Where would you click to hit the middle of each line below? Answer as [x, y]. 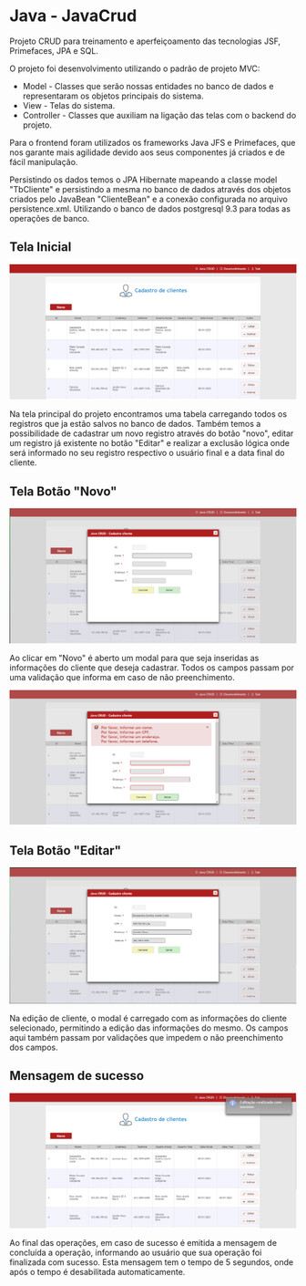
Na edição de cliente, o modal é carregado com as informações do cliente [148, 1018]
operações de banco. [50, 218]
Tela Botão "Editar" [65, 850]
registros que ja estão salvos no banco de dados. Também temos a [135, 424]
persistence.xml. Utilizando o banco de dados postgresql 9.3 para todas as [150, 208]
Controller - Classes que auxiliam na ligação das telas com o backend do [159, 115]
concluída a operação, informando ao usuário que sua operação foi [136, 1253]
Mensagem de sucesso [76, 1076]
